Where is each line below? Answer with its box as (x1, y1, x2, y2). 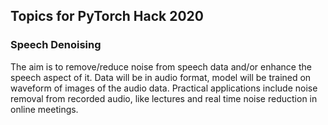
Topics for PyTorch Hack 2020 (10, 8, 204, 25)
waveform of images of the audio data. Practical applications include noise (10, 82, 318, 94)
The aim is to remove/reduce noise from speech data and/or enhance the (10, 60, 312, 73)
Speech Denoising (10, 38, 102, 52)
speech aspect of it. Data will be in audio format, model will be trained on (10, 71, 312, 83)
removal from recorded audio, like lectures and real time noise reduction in (10, 92, 318, 104)
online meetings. (10, 103, 79, 115)
